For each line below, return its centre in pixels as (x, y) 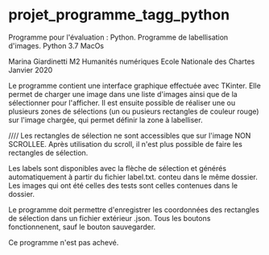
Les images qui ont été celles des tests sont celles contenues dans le (123, 185)
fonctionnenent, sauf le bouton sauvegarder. (82, 227)
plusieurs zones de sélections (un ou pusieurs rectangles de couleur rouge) (134, 111)
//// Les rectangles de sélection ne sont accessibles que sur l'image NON (130, 136)
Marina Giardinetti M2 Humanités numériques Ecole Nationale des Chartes (132, 61)
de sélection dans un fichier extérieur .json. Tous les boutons (110, 218)
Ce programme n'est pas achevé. (64, 242)
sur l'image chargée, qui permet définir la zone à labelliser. (106, 119)
